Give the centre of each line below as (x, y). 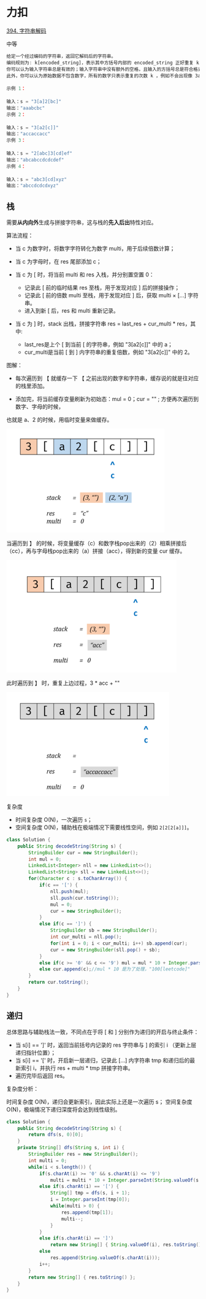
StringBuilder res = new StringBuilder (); (83, 1154)
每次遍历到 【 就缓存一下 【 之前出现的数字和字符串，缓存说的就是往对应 (107, 378)
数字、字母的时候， (40, 407)
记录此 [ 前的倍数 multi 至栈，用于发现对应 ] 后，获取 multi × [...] (105, 295)
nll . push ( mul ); (69, 891)
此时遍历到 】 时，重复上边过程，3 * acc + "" (63, 683)
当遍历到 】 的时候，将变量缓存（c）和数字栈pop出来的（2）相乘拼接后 (97, 543)
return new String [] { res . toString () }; (82, 1277)
